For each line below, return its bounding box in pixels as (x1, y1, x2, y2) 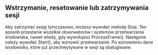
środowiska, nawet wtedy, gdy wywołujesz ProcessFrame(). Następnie (5, 34, 146, 40)
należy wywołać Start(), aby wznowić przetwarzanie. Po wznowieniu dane (5, 39, 154, 45)
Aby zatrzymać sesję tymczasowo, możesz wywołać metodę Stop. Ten (5, 24, 147, 30)
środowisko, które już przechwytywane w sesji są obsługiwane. (5, 44, 132, 50)
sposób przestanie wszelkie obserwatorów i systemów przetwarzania (5, 29, 144, 35)
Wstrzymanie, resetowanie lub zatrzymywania (5, 4, 149, 12)
